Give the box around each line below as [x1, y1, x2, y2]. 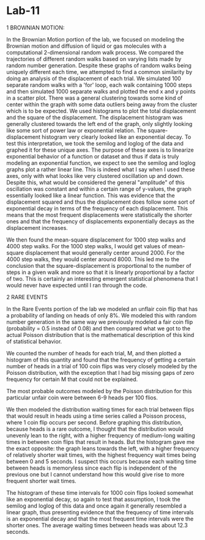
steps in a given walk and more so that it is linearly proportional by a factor [6, 268, 195, 276]
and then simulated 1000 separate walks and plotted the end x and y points [6, 87, 196, 95]
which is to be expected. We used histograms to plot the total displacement [6, 107, 196, 114]
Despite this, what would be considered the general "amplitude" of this [6, 179, 185, 186]
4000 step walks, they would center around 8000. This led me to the [6, 255, 179, 263]
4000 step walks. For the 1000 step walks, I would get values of [6, 242, 167, 250]
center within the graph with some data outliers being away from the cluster [6, 100, 198, 108]
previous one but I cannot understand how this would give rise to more [6, 470, 185, 478]
